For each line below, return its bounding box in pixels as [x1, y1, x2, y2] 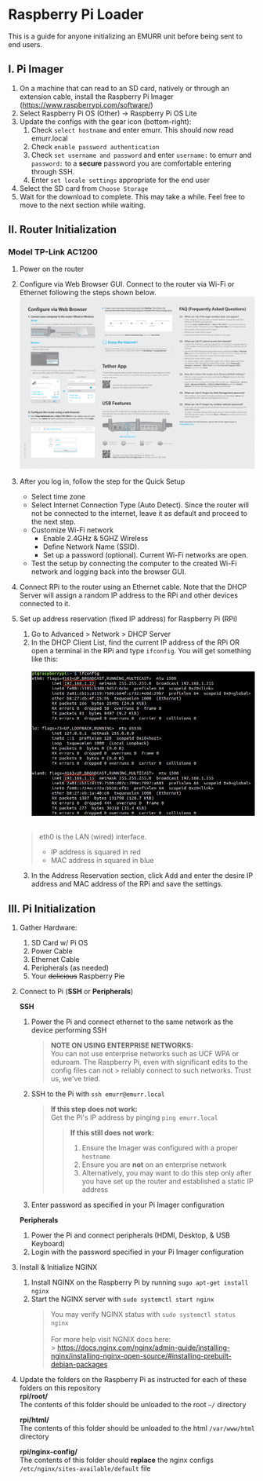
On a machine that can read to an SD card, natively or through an [19, 83, 229, 93]
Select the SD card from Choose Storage [19, 183, 149, 193]
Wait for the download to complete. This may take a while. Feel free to [19, 192, 245, 201]
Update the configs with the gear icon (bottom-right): [19, 116, 192, 126]
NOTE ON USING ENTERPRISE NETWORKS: [50, 1040, 194, 1050]
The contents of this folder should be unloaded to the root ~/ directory [19, 1400, 247, 1410]
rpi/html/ [19, 1415, 49, 1424]
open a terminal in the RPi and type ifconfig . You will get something [31, 645, 252, 655]
